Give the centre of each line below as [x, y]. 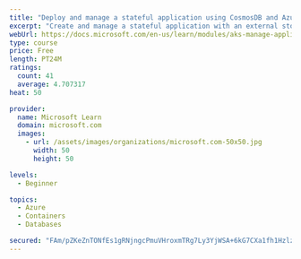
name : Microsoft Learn [60, 117]
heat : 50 [26, 92]
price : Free [31, 51]
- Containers [42, 216]
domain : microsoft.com [60, 125]
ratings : [26, 68]
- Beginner [38, 183]
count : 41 [35, 76]
